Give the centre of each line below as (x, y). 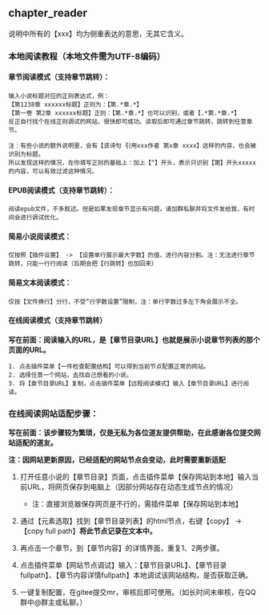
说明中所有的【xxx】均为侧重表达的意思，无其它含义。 (98, 33)
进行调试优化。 (41, 218)
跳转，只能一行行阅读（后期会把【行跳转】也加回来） (83, 264)
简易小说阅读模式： (40, 236)
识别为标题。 (26, 154)
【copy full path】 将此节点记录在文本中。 (88, 531)
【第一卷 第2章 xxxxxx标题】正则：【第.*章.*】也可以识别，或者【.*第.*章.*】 (124, 113)
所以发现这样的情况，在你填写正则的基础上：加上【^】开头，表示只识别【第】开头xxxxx (132, 163)
